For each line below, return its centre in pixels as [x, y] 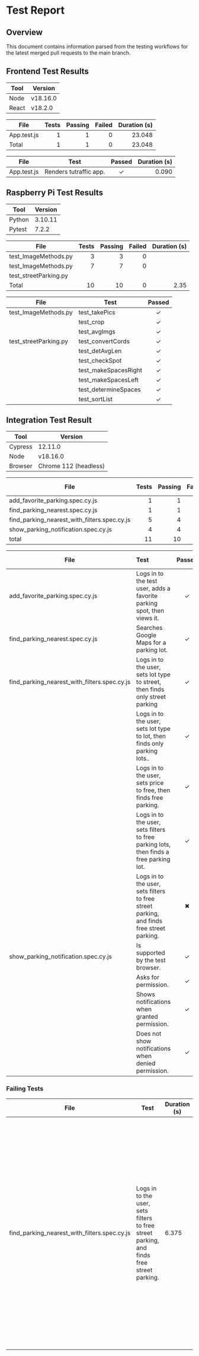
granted [147, 1017]
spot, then [150, 611]
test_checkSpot [100, 360]
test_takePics [97, 312]
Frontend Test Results [47, 72]
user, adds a [153, 588]
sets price [150, 783]
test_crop [92, 322]
